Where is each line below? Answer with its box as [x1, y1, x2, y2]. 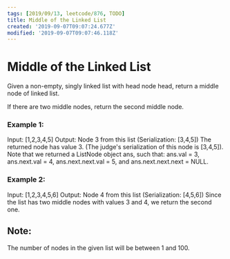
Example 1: [7, 120, 44, 130]
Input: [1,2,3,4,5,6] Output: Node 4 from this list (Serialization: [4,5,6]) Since [7, 191, 222, 199]
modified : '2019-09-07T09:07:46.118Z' [7, 29, 119, 37]
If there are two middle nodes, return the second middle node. [7, 103, 184, 111]
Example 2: [7, 175, 46, 184]
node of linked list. [7, 89, 60, 97]
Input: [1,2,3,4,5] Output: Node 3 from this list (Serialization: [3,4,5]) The [7, 135, 212, 144]
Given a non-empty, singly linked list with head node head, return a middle [7, 82, 219, 90]
